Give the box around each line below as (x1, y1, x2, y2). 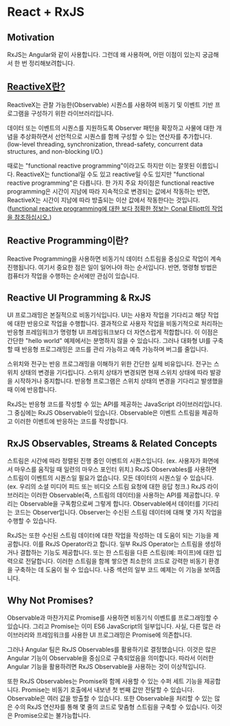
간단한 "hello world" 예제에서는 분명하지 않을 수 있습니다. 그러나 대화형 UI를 (7, 337, 211, 345)
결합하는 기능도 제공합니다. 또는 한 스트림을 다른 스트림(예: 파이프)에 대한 (19, 548, 215, 557)
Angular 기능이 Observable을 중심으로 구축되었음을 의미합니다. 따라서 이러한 (7, 654, 214, 662)
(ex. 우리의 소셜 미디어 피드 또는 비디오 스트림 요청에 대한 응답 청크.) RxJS (7, 482, 206, 491)
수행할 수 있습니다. (7, 517, 57, 525)
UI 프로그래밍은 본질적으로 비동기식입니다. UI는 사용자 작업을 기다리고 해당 (7, 311, 207, 319)
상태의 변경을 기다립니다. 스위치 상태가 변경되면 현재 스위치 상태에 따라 (19, 368, 209, 377)
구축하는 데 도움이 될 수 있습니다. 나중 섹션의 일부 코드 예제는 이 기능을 (14, 565, 203, 574)
